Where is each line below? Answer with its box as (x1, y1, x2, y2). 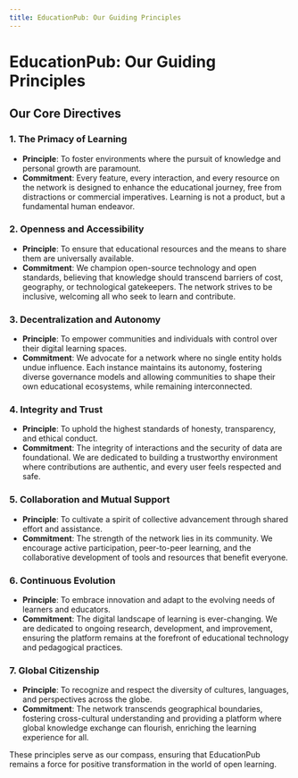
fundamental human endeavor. (21, 200, 136, 211)
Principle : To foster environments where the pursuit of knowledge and (21, 153, 281, 164)
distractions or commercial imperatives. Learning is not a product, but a (21, 191, 286, 202)
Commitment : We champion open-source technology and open (21, 262, 257, 273)
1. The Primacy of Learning (9, 133, 128, 146)
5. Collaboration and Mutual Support (9, 494, 170, 506)
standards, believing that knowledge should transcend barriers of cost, (21, 272, 284, 283)
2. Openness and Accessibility (9, 223, 145, 235)
